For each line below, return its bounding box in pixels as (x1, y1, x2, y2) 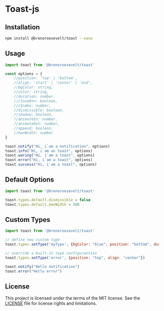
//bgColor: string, (14, 85, 54, 90)
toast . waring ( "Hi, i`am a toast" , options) (5, 153, 95, 158)
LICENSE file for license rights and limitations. (5, 300, 97, 307)
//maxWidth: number (14, 130, 54, 135)
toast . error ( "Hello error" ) (5, 268, 62, 274)
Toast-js (5, 3, 40, 15)
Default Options (5, 175, 55, 184)
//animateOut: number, (14, 121, 60, 126)
